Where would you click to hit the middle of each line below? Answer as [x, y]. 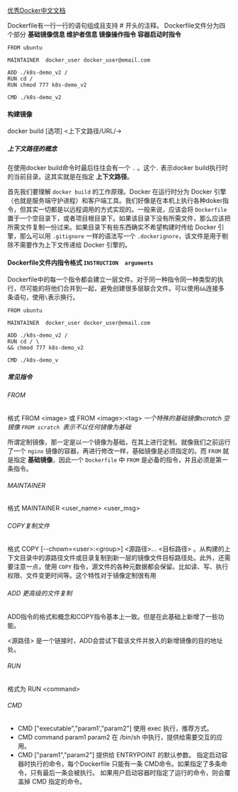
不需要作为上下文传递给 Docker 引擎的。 [72, 245]
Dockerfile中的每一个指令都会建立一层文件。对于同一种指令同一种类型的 [112, 279]
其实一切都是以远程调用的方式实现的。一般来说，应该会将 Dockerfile [126, 210]
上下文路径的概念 [32, 148]
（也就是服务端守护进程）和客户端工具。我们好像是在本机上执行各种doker [115, 201]
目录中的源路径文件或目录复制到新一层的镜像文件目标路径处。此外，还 [122, 558]
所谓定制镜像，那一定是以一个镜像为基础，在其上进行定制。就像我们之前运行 [119, 442]
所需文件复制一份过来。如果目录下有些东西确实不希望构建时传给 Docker [112, 227]
